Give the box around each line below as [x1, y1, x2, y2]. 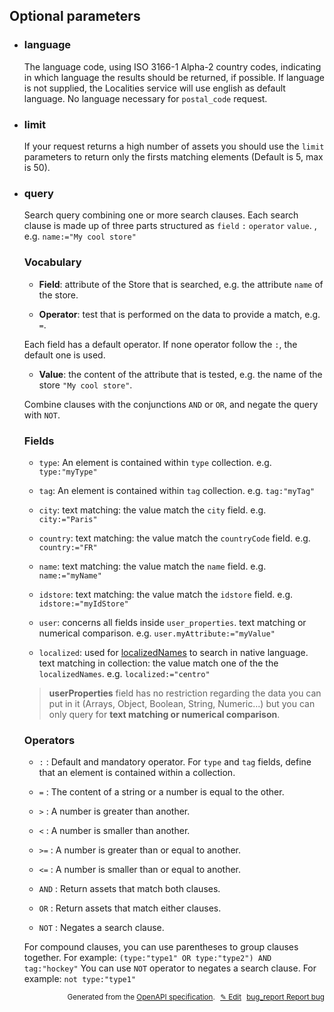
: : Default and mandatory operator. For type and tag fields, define [38, 756, 312, 768]
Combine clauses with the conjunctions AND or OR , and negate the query [23, 398, 319, 410]
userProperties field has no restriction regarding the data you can [48, 687, 322, 699]
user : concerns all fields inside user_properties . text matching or [38, 616, 307, 628]
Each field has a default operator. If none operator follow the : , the [23, 338, 298, 350]
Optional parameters [9, 8, 141, 25]
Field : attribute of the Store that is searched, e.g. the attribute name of [38, 278, 324, 290]
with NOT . [23, 409, 61, 421]
